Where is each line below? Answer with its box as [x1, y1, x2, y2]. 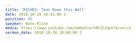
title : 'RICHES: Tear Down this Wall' [5, 7, 86, 12]
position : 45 [5, 16, 33, 21]
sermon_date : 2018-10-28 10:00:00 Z [5, 30, 82, 35]
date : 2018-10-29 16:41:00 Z [5, 12, 66, 17]
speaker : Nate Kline [5, 21, 49, 26]
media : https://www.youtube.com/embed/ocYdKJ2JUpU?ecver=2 [5, 26, 131, 31]
